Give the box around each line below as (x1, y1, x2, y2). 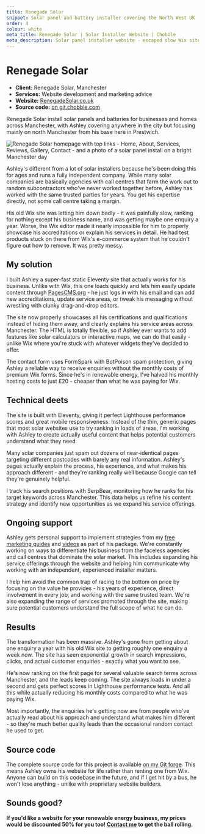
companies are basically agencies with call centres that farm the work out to (6, 178, 198, 185)
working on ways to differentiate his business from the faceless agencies (6, 547, 190, 554)
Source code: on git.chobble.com (15, 103, 101, 111)
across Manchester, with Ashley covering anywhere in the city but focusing (6, 122, 195, 129)
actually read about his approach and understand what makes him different (6, 714, 195, 721)
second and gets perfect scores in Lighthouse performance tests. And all (6, 682, 190, 690)
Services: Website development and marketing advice (15, 90, 153, 98)
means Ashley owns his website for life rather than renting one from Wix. (6, 767, 189, 774)
